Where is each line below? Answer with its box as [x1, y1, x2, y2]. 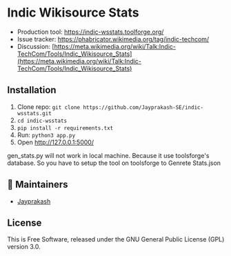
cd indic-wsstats [17, 117, 68, 124]
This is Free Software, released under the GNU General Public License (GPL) [7, 235, 225, 244]
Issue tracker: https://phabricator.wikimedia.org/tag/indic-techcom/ [17, 35, 210, 43]
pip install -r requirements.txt [17, 124, 114, 132]
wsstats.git [17, 110, 52, 117]
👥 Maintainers [7, 179, 68, 190]
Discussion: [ [17, 42, 54, 50]
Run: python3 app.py [17, 130, 76, 139]
